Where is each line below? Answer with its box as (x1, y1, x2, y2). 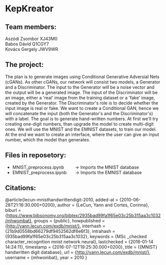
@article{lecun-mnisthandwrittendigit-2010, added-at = (5, 197, 119, 203)
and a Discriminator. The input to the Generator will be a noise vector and (5, 84, 155, 90)
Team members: (5, 23, 57, 31)
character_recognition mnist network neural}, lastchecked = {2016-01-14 (5, 239, 154, 245)
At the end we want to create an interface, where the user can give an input (5, 132, 160, 137)
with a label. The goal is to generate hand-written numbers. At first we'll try (5, 116, 159, 122)
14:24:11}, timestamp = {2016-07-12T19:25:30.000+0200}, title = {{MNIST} (5, 244, 158, 250)
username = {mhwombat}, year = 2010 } (5, 255, 88, 261)
